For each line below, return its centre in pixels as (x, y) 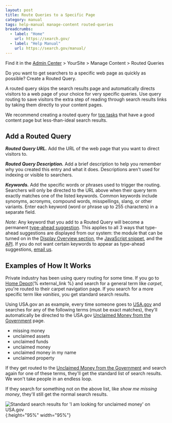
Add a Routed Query (38, 136)
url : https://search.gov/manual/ (50, 48)
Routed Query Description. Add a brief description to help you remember (83, 164)
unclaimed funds (31, 342)
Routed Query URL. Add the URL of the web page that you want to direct (82, 149)
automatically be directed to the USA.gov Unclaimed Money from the (78, 315)
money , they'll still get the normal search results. (57, 394)
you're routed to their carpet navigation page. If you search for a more (79, 289)
